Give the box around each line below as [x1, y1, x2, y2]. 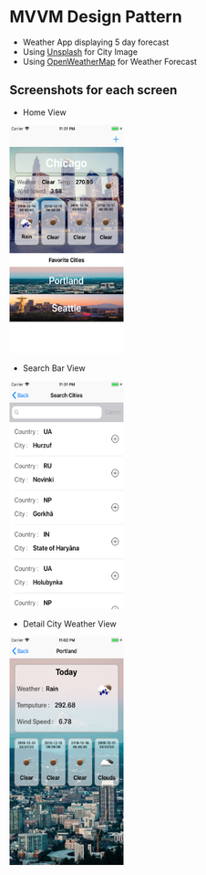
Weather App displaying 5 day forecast [22, 37, 170, 47]
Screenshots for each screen [9, 82, 178, 98]
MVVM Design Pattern [9, 6, 182, 27]
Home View [22, 107, 67, 118]
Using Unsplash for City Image [22, 46, 139, 57]
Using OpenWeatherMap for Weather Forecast [22, 56, 198, 67]
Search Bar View [22, 363, 86, 374]
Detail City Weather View [22, 618, 117, 629]
